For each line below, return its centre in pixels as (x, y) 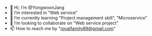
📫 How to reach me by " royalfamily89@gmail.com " (63, 28)
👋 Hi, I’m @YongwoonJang (37, 8)
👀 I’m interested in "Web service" (44, 13)
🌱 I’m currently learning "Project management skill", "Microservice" (78, 18)
